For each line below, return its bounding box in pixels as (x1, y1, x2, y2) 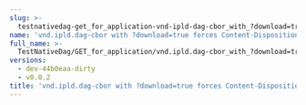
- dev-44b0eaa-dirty (17, 65, 96, 74)
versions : (9, 56, 47, 65)
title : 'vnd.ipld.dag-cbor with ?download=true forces (9, 81, 222, 90)
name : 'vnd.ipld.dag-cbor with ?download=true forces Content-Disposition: (9, 30, 303, 39)
